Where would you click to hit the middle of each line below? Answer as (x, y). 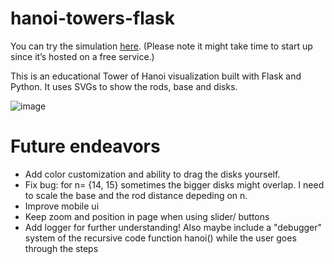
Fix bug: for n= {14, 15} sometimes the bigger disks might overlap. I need (174, 184)
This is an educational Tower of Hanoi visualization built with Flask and (156, 76)
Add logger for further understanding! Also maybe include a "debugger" (173, 227)
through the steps (61, 248)
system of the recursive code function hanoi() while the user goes (160, 238)
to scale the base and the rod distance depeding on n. (136, 195)
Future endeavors (85, 146)
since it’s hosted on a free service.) (82, 56)
